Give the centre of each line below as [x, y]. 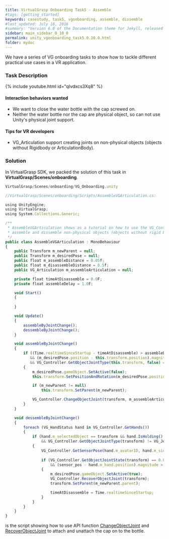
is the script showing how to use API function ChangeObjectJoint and [77, 526]
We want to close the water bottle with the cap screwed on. [74, 109]
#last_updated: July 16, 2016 [37, 24]
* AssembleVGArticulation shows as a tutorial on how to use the [77, 228]
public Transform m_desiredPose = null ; [57, 256]
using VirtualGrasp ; [27, 210]
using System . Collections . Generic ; [43, 214]
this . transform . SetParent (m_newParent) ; [84, 390]
